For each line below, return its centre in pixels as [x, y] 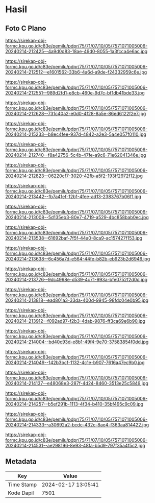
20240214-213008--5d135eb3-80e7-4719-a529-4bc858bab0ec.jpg [77, 217]
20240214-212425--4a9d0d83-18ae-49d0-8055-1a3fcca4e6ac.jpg [76, 51]
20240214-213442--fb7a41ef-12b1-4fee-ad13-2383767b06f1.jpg [73, 197]
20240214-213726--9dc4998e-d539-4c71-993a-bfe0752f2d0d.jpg [76, 280]
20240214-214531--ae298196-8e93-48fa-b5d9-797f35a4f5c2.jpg [75, 446]
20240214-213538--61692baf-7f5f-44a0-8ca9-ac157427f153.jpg [74, 238]
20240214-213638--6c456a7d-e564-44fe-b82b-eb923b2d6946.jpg [78, 259]
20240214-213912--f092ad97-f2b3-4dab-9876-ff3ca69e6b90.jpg [75, 321]
